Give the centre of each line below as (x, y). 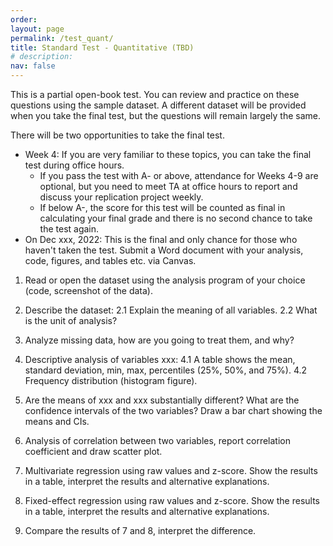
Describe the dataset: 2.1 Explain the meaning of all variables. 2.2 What (171, 310)
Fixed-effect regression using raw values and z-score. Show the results (172, 500)
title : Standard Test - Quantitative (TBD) (102, 47)
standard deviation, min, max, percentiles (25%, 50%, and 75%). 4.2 (166, 370)
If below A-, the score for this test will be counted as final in (162, 207)
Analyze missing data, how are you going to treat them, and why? (159, 340)
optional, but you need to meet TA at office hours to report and (168, 186)
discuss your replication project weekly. (121, 197)
